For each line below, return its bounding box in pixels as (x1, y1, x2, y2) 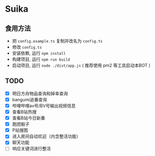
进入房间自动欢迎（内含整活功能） (12, 134, 81, 139)
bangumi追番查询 (12, 96, 47, 102)
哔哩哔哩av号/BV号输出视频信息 (12, 103, 76, 109)
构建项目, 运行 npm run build (12, 56, 70, 62)
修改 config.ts (12, 44, 42, 50)
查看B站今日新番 (12, 115, 45, 121)
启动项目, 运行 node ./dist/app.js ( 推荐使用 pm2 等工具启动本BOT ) (12, 63, 151, 68)
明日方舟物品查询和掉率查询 (12, 90, 68, 96)
